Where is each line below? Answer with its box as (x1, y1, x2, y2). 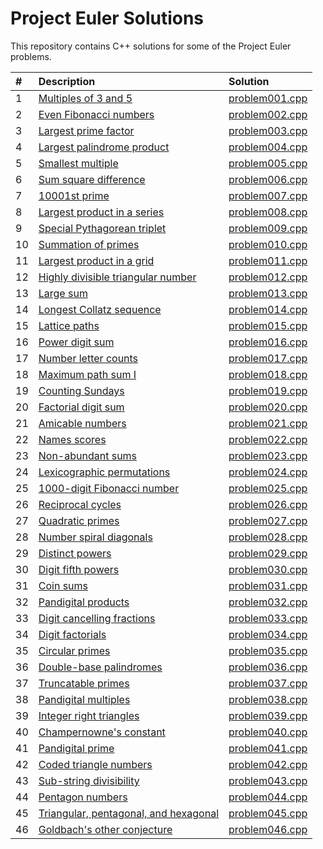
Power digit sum (38, 335, 115, 349)
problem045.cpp (228, 806, 308, 820)
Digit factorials (38, 627, 107, 641)
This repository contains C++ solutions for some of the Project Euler (10, 40, 292, 52)
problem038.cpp (228, 692, 308, 706)
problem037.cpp (228, 676, 308, 690)
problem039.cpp (228, 708, 308, 722)
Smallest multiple (38, 156, 119, 170)
